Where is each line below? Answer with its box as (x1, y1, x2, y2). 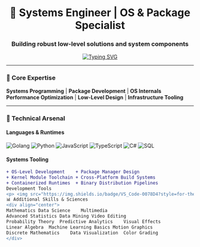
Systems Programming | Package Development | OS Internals (6, 87, 162, 95)
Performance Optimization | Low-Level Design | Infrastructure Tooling (6, 93, 183, 101)
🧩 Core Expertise (6, 74, 56, 82)
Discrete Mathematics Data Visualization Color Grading (6, 230, 159, 236)
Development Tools (6, 185, 52, 192)
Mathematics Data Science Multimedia (6, 208, 108, 214)
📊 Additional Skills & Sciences (6, 196, 88, 202)
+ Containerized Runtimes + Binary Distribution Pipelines (6, 180, 159, 186)
